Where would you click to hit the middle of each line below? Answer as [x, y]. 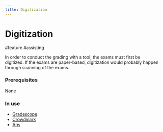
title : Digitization [26, 10]
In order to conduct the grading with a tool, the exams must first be [73, 57]
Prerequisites [21, 80]
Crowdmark [24, 119]
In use [13, 104]
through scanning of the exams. [37, 67]
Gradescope [25, 114]
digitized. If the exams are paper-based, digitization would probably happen [82, 62]
